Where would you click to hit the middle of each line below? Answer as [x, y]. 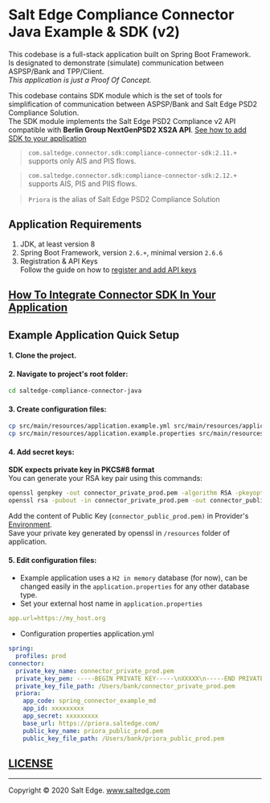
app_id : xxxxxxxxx [53, 709]
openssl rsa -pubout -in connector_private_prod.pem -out [107, 501]
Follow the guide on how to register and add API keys [108, 269]
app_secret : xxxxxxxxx [61, 716]
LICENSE [31, 763]
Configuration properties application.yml [87, 634]
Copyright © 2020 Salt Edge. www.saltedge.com [89, 790]
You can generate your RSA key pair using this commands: [105, 478]
